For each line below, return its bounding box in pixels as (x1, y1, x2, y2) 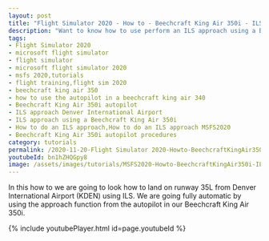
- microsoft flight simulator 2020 (8, 64, 127, 72)
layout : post (8, 11, 52, 20)
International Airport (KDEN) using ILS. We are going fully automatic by (8, 191, 242, 201)
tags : (8, 34, 26, 42)
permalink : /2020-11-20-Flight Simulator (8, 146, 149, 154)
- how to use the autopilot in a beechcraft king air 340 (8, 94, 206, 102)
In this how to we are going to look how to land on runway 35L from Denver (8, 183, 257, 192)
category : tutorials (8, 138, 78, 147)
